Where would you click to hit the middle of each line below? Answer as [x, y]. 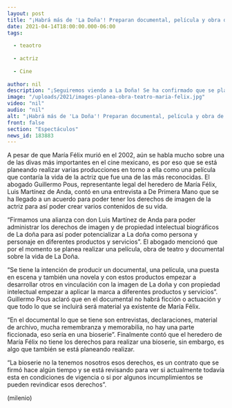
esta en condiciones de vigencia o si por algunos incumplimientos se [105, 378]
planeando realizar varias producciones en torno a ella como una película [112, 170]
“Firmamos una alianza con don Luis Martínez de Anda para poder [101, 220]
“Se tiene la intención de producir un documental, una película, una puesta [113, 270]
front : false [26, 123]
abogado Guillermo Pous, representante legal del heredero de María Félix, [112, 184]
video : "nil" [26, 104]
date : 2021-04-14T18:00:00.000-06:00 [61, 26]
